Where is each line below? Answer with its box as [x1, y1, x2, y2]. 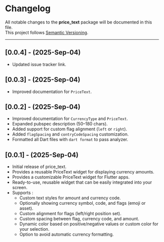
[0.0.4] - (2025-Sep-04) [5, 48, 81, 57]
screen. [12, 185, 28, 191]
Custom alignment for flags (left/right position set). [19, 211, 122, 217]
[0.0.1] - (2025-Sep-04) [5, 150, 79, 159]
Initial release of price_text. [12, 164, 67, 169]
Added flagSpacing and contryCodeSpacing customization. [12, 131, 129, 137]
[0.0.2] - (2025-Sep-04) [5, 102, 81, 111]
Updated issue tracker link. [12, 61, 67, 67]
